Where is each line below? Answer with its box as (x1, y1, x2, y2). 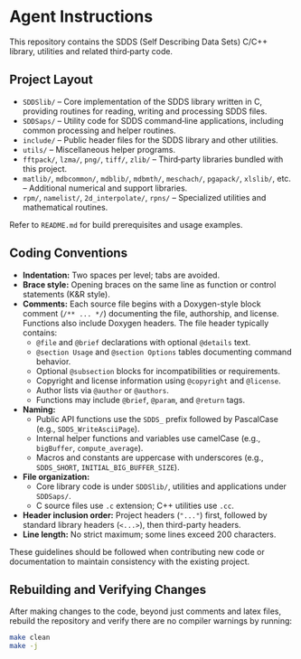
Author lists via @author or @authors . (35, 384, 169, 395)
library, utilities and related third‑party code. (9, 45, 174, 56)
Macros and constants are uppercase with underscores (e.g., (35, 452, 264, 463)
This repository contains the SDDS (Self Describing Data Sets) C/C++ (9, 36, 268, 47)
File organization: (22, 471, 90, 482)
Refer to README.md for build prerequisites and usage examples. (9, 219, 243, 230)
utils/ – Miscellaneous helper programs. (22, 144, 176, 155)
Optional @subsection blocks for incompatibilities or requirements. (35, 365, 281, 376)
